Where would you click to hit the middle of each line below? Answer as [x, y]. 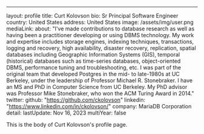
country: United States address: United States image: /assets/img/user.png [100, 22]
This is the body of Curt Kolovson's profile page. [67, 125]
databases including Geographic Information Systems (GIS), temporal [93, 55]
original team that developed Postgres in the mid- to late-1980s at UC [93, 74]
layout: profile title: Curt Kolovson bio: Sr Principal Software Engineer [92, 16]
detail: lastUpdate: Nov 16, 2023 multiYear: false [66, 113]
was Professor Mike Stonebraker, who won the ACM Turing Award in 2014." [100, 93]
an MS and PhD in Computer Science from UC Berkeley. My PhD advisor [97, 87]
